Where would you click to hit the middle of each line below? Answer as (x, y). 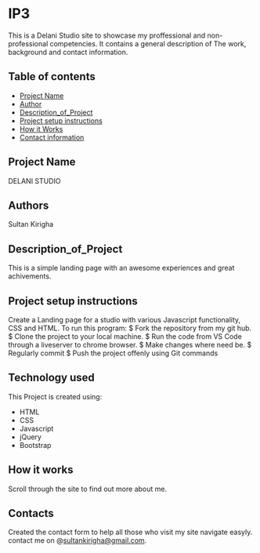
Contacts (31, 513)
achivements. (30, 276)
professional (28, 43)
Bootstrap (35, 445)
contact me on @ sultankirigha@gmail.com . (78, 540)
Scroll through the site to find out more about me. (87, 489)
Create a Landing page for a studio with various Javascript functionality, (125, 320)
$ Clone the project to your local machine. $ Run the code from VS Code (125, 337)
